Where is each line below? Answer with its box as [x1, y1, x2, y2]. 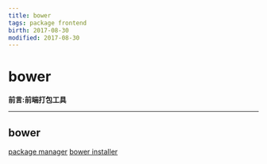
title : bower [8, 11, 52, 20]
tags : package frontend [8, 19, 87, 27]
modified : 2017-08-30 [8, 33, 80, 42]
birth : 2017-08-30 [8, 26, 69, 34]
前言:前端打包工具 [8, 95, 67, 105]
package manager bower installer [8, 147, 118, 156]
